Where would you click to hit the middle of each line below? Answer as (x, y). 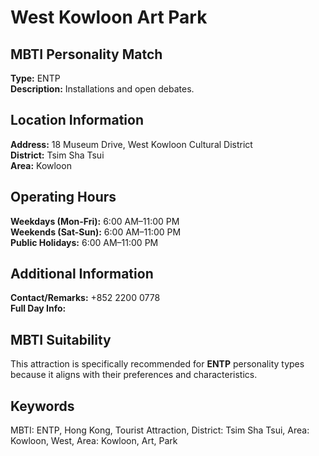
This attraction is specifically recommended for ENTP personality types (157, 364)
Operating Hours (63, 197)
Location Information (77, 120)
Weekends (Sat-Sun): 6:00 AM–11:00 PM (96, 232)
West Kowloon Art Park (109, 17)
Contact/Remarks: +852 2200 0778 (85, 298)
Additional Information (82, 274)
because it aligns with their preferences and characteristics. (134, 375)
